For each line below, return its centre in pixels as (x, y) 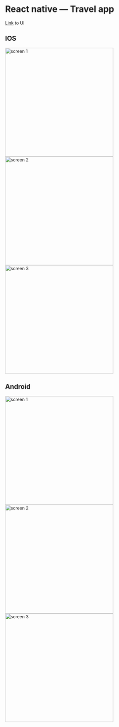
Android (18, 387)
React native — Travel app (60, 9)
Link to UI (15, 23)
